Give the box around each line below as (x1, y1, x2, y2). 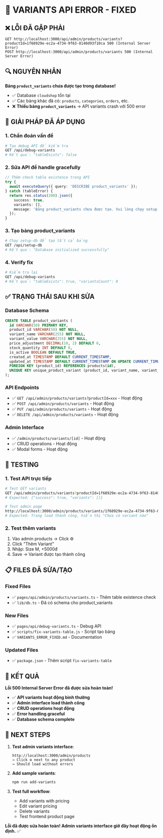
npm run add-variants (12, 780, 56, 784)
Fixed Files (5, 583, 31, 590)
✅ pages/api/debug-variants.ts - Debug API (12, 623, 102, 629)
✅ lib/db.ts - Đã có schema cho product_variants (12, 599, 113, 606)
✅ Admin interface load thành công (12, 700, 85, 705)
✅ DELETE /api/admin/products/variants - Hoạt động (12, 412, 119, 418)
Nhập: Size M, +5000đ (12, 546, 58, 552)
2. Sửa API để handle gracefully (5, 164, 81, 171)
